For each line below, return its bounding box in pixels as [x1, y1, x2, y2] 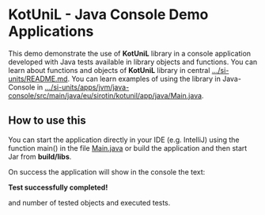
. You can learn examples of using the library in [66, 74, 221, 83]
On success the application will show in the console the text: [8, 167, 206, 176]
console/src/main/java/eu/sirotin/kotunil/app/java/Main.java [8, 90, 203, 100]
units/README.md [8, 74, 68, 83]
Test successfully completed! [8, 182, 108, 192]
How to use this [8, 113, 87, 128]
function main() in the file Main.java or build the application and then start [8, 143, 248, 152]
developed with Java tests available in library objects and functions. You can [8, 57, 258, 67]
